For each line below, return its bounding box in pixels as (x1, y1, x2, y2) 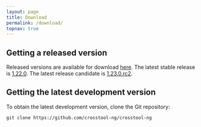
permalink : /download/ (6, 20, 63, 26)
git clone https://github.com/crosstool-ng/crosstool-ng (6, 114, 152, 120)
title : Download (6, 14, 47, 20)
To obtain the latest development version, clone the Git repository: (6, 103, 170, 110)
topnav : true (6, 25, 39, 32)
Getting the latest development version (6, 87, 156, 98)
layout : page (6, 8, 39, 15)
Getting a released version (6, 47, 107, 58)
